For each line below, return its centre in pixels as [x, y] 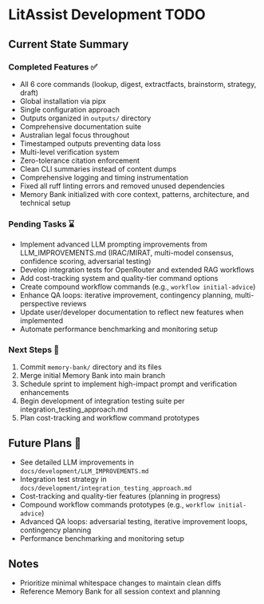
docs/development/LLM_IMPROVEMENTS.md [84, 472]
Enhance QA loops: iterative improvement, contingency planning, [126, 295]
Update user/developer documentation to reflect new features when [132, 312]
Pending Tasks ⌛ [41, 223]
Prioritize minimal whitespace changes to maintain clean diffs [120, 583]
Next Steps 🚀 [34, 350]
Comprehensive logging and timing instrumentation [104, 177]
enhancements [44, 393]
